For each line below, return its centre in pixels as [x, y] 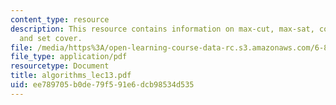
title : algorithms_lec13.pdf [71, 76]
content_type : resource [60, 19]
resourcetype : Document [60, 66]
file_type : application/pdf [69, 57]
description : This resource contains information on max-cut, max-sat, [162, 29]
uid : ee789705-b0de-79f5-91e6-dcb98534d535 [102, 85]
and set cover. [51, 38]
